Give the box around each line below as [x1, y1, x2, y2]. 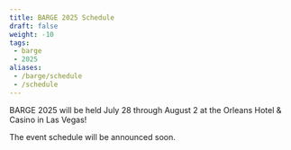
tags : [9, 38, 30, 48]
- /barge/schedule [13, 72, 83, 81]
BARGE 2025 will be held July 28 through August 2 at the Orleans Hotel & [9, 104, 282, 115]
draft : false [9, 22, 59, 31]
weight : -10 [9, 30, 54, 39]
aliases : [9, 64, 42, 73]
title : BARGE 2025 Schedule [9, 13, 115, 22]
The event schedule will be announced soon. [9, 131, 176, 142]
